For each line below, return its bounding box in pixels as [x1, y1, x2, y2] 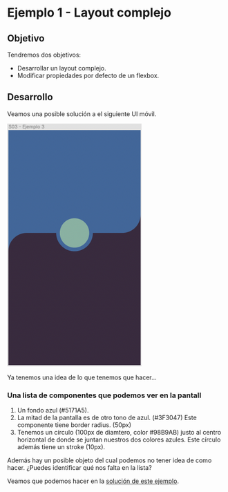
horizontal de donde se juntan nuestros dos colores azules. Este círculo [17, 435, 221, 444]
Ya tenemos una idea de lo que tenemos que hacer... [7, 373, 157, 381]
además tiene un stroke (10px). [17, 443, 106, 451]
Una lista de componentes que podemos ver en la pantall [7, 390, 202, 400]
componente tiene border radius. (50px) [17, 421, 132, 429]
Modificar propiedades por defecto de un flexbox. [17, 71, 160, 79]
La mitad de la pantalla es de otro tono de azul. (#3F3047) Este [17, 413, 197, 422]
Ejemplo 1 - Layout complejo [7, 5, 171, 21]
